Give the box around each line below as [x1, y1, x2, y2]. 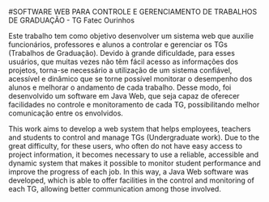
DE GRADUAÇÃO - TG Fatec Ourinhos [8, 15, 135, 25]
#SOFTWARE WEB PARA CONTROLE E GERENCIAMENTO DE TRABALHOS [8, 7, 258, 16]
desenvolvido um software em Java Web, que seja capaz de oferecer [8, 91, 241, 100]
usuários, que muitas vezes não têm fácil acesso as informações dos [8, 57, 239, 66]
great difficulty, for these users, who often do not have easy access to [8, 141, 243, 150]
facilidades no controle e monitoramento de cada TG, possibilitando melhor [8, 100, 260, 109]
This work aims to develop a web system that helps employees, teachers [8, 124, 251, 133]
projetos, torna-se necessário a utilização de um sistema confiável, [8, 65, 233, 75]
